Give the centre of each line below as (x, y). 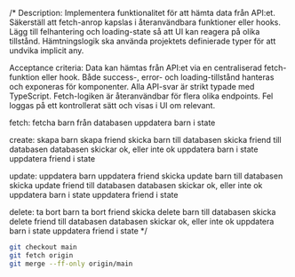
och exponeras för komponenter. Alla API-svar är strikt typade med (132, 87)
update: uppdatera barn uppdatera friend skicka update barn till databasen (146, 176)
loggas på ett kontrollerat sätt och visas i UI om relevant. (112, 105)
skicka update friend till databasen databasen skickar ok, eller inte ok (136, 185)
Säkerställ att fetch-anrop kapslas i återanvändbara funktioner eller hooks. (145, 22)
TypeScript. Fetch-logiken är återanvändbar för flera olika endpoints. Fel (141, 96)
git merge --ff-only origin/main (71, 264)
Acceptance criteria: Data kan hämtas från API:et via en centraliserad (136, 67)
